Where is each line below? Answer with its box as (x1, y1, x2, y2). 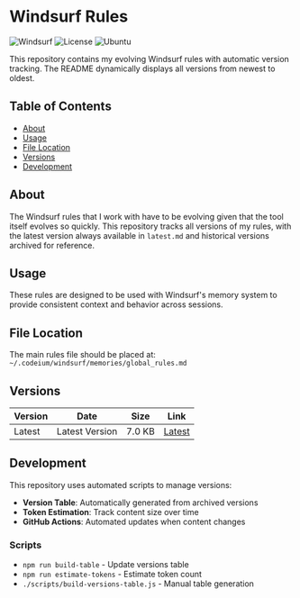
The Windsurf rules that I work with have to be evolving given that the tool (9, 211, 284, 222)
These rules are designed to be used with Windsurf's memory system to (9, 290, 277, 301)
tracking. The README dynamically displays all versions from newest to (9, 63, 276, 74)
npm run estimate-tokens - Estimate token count (22, 569, 203, 580)
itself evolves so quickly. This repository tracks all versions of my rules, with (9, 221, 292, 231)
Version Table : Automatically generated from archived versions (22, 497, 259, 508)
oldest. (9, 72, 35, 83)
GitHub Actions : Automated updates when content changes (22, 516, 246, 527)
